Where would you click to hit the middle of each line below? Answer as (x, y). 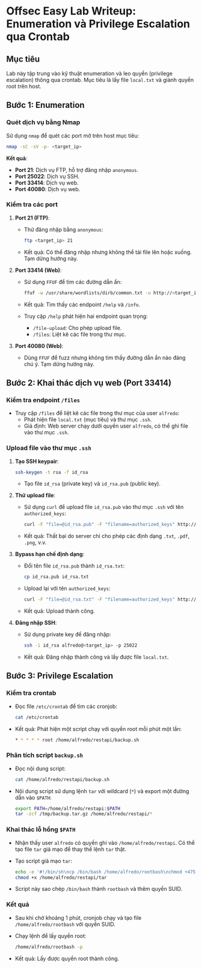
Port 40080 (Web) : (39, 346)
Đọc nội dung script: (40, 768)
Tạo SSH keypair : (37, 461)
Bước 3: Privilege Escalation (60, 676)
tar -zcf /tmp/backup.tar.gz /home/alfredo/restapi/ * (84, 814)
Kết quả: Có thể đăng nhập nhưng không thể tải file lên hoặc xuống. (108, 252)
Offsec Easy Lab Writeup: (71, 11)
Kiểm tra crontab (31, 693)
